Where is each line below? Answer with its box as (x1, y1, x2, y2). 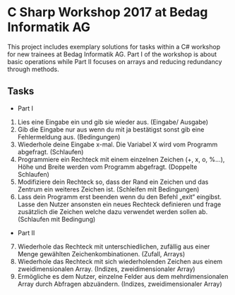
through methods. (7, 65, 60, 73)
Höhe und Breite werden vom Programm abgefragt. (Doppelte (17, 163, 198, 171)
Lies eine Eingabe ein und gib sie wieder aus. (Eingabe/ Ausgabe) (17, 118, 209, 126)
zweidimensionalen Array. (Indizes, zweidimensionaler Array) (17, 265, 195, 273)
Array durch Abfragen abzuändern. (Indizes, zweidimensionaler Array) (17, 280, 222, 288)
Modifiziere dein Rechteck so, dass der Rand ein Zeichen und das (17, 177, 209, 186)
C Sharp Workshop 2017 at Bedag (7, 4, 208, 20)
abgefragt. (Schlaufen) (17, 147, 84, 156)
